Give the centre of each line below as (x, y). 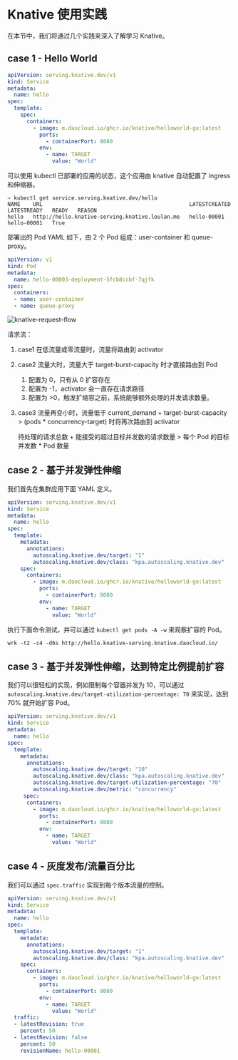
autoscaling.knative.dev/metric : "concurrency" (105, 789)
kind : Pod (22, 266)
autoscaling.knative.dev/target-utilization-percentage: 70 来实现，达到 (118, 694)
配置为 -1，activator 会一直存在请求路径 (86, 389)
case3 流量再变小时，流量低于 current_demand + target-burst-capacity (122, 413)
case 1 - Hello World (52, 59)
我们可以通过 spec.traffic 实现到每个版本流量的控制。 (88, 885)
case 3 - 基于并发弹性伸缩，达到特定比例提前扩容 (116, 666)
